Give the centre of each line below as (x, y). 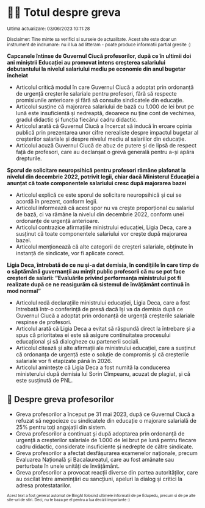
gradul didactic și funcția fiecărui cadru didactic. (77, 119)
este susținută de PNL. (44, 380)
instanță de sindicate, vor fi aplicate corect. (70, 253)
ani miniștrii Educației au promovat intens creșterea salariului (86, 62)
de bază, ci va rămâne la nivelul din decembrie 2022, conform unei (100, 214)
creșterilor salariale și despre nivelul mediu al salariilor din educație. (101, 139)
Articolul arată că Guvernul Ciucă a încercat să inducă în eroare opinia (104, 126)
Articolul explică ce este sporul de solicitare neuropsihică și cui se (99, 195)
